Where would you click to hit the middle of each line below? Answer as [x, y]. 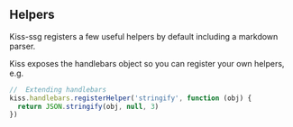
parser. [23, 46]
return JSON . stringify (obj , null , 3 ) [88, 106]
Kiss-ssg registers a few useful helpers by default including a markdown [144, 36]
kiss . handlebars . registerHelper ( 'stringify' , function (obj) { [131, 98]
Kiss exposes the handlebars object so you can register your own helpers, [147, 63]
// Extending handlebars [58, 89]
